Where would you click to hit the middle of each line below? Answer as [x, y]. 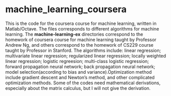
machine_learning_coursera [66, 9]
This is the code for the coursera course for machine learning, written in [81, 23]
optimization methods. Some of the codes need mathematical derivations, [83, 83]
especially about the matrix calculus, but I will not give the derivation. [78, 88]
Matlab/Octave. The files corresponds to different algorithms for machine [82, 28]
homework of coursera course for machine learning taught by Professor [81, 40]
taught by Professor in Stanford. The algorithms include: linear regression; [83, 50]
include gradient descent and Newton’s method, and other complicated [80, 77]
